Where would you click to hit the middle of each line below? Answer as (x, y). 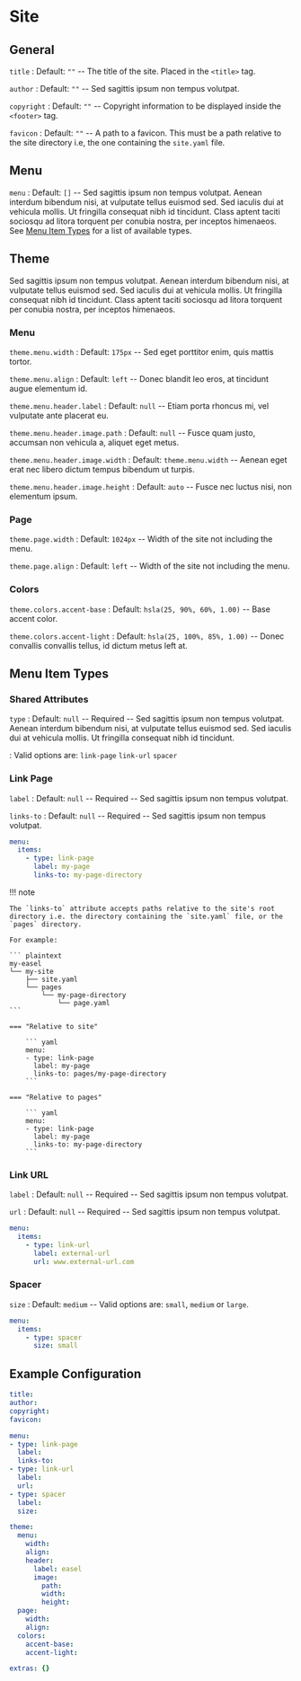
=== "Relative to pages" (56, 1097)
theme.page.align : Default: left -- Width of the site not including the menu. (150, 566)
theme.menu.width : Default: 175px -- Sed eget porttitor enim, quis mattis (142, 351)
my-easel (26, 963)
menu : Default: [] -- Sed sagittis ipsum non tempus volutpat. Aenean (136, 192)
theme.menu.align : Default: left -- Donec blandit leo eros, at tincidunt (139, 378)
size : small (55, 1346)
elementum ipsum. (44, 496)
